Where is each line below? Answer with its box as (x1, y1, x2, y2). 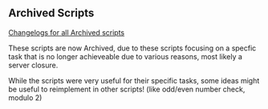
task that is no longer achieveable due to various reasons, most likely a (8, 51, 243, 61)
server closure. (8, 60, 59, 70)
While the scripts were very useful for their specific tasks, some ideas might (8, 75, 260, 85)
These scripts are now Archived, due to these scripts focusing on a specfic (8, 43, 257, 53)
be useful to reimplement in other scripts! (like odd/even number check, (8, 84, 246, 94)
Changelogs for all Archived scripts (8, 27, 125, 37)
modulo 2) (8, 92, 43, 103)
